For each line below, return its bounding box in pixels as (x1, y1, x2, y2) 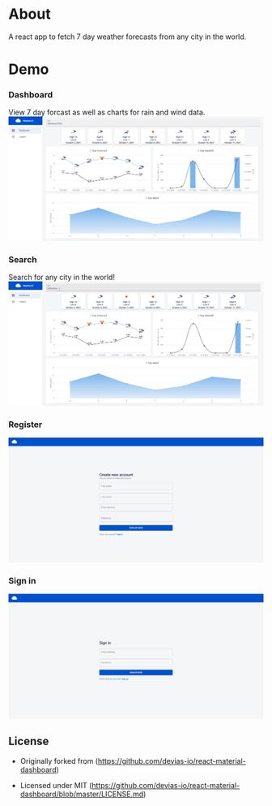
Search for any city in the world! (8, 273, 116, 282)
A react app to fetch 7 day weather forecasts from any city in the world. (8, 32, 247, 41)
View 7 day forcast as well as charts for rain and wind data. (8, 107, 206, 118)
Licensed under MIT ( (19, 780, 92, 790)
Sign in (8, 575, 36, 586)
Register (8, 419, 43, 430)
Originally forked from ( (19, 756, 99, 765)
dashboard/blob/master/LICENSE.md (19, 789, 144, 799)
